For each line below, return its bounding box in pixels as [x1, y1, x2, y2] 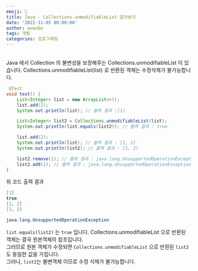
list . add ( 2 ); [16, 134, 49, 140]
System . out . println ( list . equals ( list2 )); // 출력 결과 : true [16, 124, 168, 130]
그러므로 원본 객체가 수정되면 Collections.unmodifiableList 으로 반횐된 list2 [6, 243, 189, 250]
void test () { [6, 91, 41, 97]
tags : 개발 [6, 31, 31, 37]
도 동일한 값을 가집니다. [6, 250, 60, 257]
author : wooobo [6, 25, 44, 31]
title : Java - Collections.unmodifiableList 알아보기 [6, 14, 136, 20]
